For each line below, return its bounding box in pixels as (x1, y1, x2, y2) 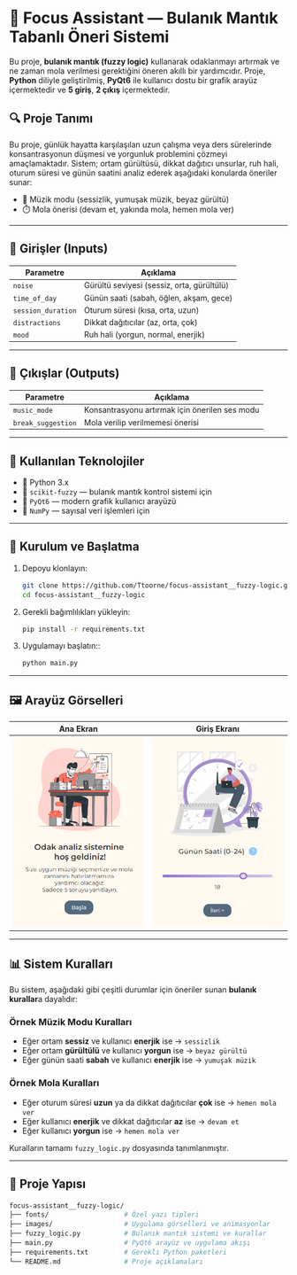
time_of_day (12, 294, 57, 303)
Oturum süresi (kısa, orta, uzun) (83, 305, 200, 315)
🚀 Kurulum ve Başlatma (9, 540, 140, 555)
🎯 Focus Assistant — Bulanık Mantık (9, 8, 278, 28)
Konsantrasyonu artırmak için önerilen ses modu (83, 405, 260, 416)
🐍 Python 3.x (21, 477, 69, 487)
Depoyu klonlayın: (21, 563, 88, 573)
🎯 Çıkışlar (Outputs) (9, 366, 120, 381)
